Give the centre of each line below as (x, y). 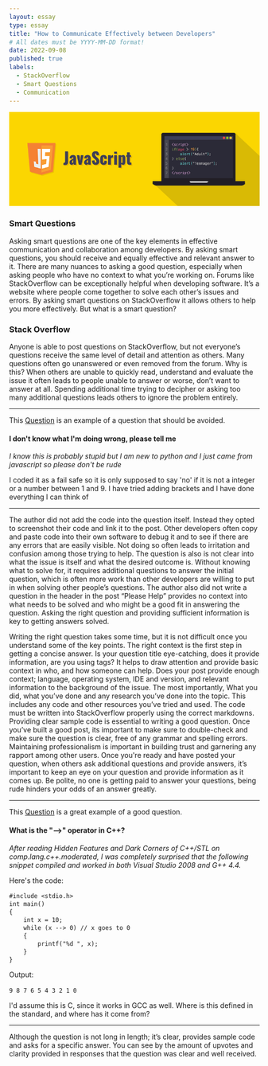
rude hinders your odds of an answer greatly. (83, 789)
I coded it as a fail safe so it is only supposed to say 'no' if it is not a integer (132, 480)
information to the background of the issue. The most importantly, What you (133, 688)
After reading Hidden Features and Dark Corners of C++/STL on (115, 848)
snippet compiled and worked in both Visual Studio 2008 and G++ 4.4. (125, 865)
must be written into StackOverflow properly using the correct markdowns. (132, 713)
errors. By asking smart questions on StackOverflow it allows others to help (133, 300)
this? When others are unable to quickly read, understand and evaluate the (131, 372)
